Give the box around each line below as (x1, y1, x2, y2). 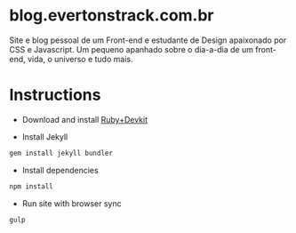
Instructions (9, 85, 101, 105)
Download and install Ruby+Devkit (21, 114, 148, 125)
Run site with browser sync (21, 197, 122, 209)
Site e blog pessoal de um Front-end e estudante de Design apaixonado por (9, 35, 287, 45)
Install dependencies (21, 165, 100, 175)
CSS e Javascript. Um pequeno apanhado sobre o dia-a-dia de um (9, 44, 253, 54)
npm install (9, 181, 53, 191)
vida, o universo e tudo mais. (27, 53, 133, 64)
